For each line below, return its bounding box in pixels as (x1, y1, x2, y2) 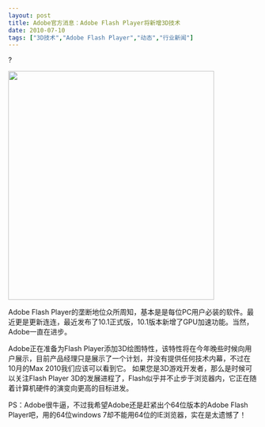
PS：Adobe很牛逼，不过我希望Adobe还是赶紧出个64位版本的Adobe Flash (8, 400, 248, 410)
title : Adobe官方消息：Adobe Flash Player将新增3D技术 (8, 19, 181, 27)
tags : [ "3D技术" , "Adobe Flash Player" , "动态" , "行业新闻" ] (8, 33, 194, 42)
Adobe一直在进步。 (8, 327, 72, 337)
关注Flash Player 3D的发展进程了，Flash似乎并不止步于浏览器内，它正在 (14, 373, 251, 384)
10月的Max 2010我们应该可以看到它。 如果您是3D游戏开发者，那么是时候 (8, 364, 246, 373)
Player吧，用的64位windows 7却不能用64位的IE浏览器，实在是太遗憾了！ (8, 410, 247, 420)
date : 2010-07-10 (8, 26, 66, 34)
